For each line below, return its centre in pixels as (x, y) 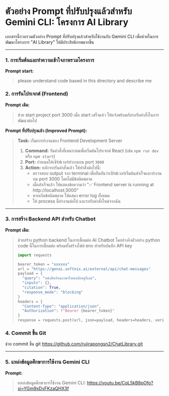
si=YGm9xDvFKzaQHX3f (43, 388)
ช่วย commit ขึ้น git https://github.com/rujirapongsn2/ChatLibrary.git (74, 344)
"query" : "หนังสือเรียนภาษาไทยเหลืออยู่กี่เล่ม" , (60, 278)
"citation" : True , (41, 288)
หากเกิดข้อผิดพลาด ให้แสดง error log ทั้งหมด (71, 195)
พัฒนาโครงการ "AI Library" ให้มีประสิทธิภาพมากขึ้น (50, 42)
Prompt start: (20, 71)
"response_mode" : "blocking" (53, 292)
